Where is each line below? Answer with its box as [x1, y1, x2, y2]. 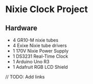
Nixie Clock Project [5, 4, 88, 15]
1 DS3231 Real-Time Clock [12, 53, 68, 59]
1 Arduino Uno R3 [12, 59, 50, 64]
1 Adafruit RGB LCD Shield [12, 64, 68, 70]
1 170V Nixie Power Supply [12, 48, 69, 54]
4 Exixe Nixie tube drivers [12, 43, 67, 49]
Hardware [5, 24, 37, 32]
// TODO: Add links [5, 74, 45, 79]
